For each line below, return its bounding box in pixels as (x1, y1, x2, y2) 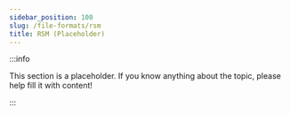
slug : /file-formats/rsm (9, 21, 101, 30)
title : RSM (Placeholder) (9, 29, 105, 38)
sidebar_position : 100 (9, 12, 93, 22)
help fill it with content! (9, 80, 93, 91)
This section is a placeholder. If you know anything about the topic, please (9, 71, 282, 81)
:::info (9, 54, 30, 65)
